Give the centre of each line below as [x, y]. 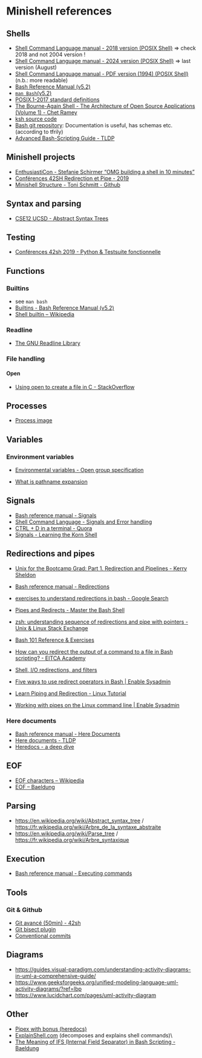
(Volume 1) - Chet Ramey [46, 112]
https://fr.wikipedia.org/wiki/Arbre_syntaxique [72, 840]
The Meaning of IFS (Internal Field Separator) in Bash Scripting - [95, 1042]
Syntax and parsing [44, 204]
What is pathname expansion [51, 482]
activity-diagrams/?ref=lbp [48, 988]
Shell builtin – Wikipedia [44, 314]
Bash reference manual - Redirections [62, 587]
